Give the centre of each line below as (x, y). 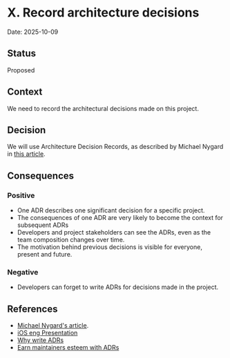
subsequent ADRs (43, 225)
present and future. (45, 255)
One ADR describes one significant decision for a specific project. (111, 210)
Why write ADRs (40, 340)
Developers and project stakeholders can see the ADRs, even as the (114, 232)
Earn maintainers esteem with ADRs (68, 348)
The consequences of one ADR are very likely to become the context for (120, 218)
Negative (23, 272)
